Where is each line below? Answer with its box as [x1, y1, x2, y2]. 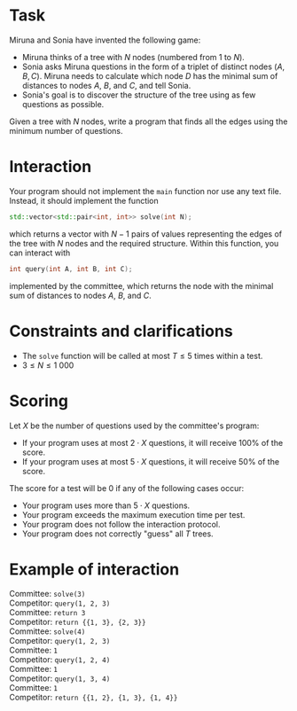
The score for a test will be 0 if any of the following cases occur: [9, 482, 245, 493]
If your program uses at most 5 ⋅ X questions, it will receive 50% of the [21, 456, 280, 466]
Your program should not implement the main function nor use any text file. [9, 185, 282, 196]
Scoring [9, 391, 69, 410]
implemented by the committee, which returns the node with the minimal [9, 280, 274, 291]
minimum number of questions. [9, 125, 123, 136]
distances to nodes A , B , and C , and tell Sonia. [21, 80, 191, 90]
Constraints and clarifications [9, 321, 233, 341]
